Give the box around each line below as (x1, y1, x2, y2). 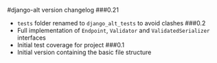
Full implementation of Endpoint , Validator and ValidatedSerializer (16, 27, 210, 34)
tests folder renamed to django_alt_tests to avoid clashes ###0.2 (16, 19, 206, 27)
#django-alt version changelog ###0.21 (7, 6, 119, 14)
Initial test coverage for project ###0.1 (16, 41, 125, 49)
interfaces (16, 34, 46, 42)
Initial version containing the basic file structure (16, 48, 152, 56)
